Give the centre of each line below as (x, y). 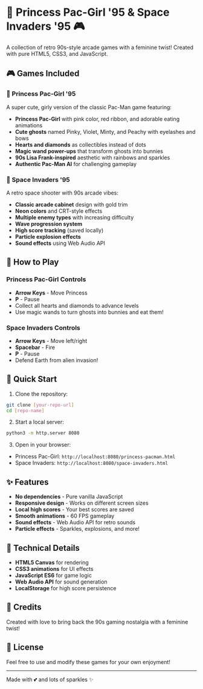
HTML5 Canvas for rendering (52, 562)
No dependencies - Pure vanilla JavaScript (69, 497)
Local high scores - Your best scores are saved (74, 510)
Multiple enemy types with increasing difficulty (74, 217)
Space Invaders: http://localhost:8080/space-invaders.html (91, 463)
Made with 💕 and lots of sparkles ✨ (50, 679)
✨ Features (27, 482)
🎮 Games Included (43, 74)
